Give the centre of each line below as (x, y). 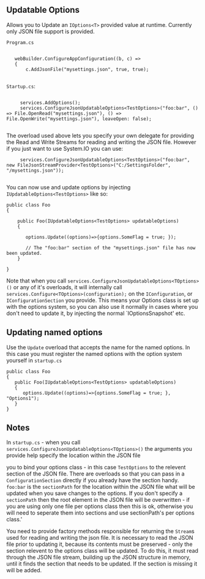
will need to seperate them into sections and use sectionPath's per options (100, 513)
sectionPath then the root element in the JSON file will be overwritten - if (98, 500)
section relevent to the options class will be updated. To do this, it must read (102, 551)
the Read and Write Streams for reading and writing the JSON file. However (101, 142)
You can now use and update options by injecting (69, 187)
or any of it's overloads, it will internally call (68, 287)
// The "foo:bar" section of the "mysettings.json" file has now (110, 248)
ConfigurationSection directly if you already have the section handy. (93, 480)
